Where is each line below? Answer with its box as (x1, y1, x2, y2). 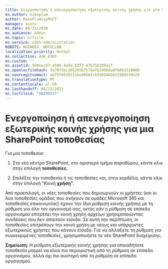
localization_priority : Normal (5, 49, 70, 54)
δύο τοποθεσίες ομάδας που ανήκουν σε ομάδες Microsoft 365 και (5, 195, 144, 201)
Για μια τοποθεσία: (5, 150, 44, 156)
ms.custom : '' (5, 58, 35, 63)
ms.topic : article (5, 35, 43, 40)
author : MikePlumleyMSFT (5, 16, 57, 21)
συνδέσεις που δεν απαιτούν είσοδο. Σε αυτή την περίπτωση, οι (5, 216, 138, 222)
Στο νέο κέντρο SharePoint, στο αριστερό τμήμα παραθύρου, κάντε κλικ (12, 160, 163, 166)
